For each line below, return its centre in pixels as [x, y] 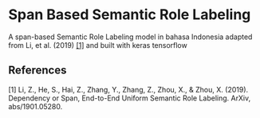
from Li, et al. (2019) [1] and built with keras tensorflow [98, 45]
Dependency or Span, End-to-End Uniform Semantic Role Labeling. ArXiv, [130, 98]
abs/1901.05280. [35, 106]
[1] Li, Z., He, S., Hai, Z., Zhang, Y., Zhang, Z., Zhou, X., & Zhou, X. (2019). [128, 89]
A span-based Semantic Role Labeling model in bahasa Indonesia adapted [130, 37]
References [37, 71]
